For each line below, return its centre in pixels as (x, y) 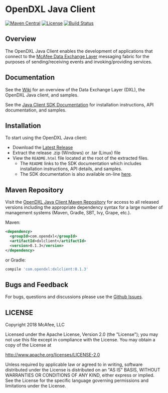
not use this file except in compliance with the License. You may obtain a (80, 340)
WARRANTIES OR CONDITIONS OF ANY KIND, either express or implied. (80, 375)
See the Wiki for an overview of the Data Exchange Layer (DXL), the (75, 89)
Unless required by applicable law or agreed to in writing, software (74, 364)
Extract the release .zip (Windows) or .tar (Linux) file (66, 153)
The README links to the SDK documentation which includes (80, 164)
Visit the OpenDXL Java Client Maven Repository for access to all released (82, 202)
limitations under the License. (36, 386)
